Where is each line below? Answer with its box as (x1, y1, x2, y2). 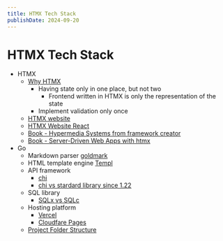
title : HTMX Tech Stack (7, 10, 77, 17)
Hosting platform (27, 203, 77, 212)
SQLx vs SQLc (38, 196, 80, 205)
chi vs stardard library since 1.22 (38, 181, 132, 189)
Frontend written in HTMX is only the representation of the (48, 92, 216, 101)
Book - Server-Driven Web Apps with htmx (27, 137, 151, 145)
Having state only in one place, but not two (38, 85, 162, 93)
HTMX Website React (27, 122, 89, 130)
